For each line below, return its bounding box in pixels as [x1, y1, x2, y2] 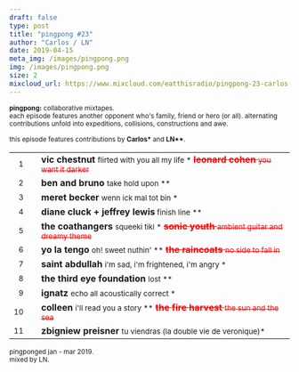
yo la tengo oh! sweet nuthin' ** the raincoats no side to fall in [41, 243, 280, 255]
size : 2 [9, 71, 38, 80]
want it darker [41, 164, 90, 174]
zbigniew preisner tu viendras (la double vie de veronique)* [41, 324, 265, 336]
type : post [9, 21, 50, 30]
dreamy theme [41, 230, 92, 241]
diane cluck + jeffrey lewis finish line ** [41, 206, 203, 218]
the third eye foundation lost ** [41, 272, 173, 285]
